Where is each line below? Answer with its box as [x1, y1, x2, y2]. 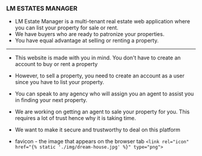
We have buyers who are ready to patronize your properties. [14, 31, 165, 38]
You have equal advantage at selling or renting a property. [14, 37, 159, 44]
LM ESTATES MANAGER [6, 4, 78, 13]
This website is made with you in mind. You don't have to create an [14, 54, 181, 61]
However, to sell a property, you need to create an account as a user [14, 72, 185, 79]
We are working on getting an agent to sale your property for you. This [14, 108, 190, 115]
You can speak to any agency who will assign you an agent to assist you [14, 90, 194, 97]
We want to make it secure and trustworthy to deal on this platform [14, 126, 180, 133]
